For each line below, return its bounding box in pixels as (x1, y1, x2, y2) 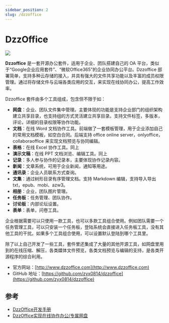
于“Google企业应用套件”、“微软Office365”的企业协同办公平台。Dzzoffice (5, 66, 157, 73)
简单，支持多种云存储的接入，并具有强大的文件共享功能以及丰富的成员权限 (9, 73, 164, 79)
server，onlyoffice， (120, 132, 163, 138)
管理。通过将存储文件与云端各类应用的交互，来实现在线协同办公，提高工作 (5, 79, 159, 85)
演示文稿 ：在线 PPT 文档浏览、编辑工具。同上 (12, 151, 108, 157)
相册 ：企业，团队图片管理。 (12, 188, 70, 194)
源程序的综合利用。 (5, 254, 45, 260)
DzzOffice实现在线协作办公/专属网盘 (12, 312, 88, 319)
